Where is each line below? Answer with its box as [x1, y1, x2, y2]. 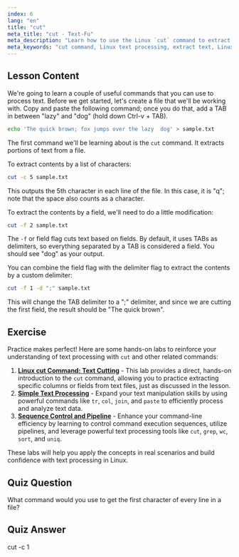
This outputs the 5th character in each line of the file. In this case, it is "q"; [7, 186, 225, 195]
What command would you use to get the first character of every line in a [7, 495, 222, 504]
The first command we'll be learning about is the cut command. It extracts [7, 138, 225, 147]
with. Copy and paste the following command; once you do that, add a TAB [7, 104, 227, 113]
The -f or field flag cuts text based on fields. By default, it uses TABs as [7, 235, 218, 243]
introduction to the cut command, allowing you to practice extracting [17, 374, 219, 382]
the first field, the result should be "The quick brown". [7, 305, 165, 314]
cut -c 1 [7, 543, 30, 551]
